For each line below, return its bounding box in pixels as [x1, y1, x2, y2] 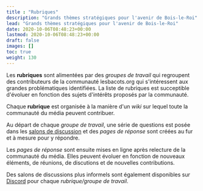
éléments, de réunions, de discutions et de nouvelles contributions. [6, 159, 175, 166]
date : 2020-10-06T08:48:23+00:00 [6, 26, 91, 32]
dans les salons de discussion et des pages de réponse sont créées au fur [6, 127, 193, 135]
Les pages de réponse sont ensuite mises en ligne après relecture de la [6, 146, 186, 153]
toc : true [6, 49, 32, 55]
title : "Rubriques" [6, 9, 59, 15]
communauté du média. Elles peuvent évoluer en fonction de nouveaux [6, 152, 185, 160]
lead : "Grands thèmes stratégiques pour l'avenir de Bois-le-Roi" [6, 20, 179, 26]
